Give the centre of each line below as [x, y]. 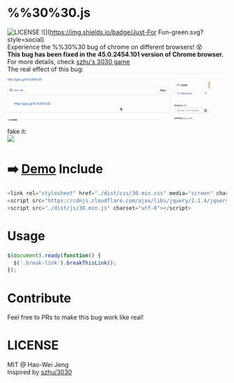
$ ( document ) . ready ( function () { [54, 256]
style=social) [26, 39]
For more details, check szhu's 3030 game [69, 61]
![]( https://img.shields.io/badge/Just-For [99, 32]
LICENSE [33, 345]
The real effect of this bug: [45, 69]
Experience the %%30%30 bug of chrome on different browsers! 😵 [105, 47]
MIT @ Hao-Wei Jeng [38, 365]
